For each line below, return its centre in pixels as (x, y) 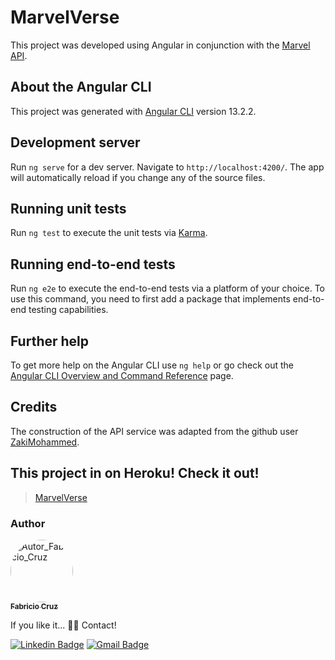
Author (28, 523)
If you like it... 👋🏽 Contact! (63, 625)
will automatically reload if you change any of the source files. (138, 177)
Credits (34, 407)
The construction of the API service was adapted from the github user (154, 431)
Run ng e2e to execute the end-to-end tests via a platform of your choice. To (168, 288)
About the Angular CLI (81, 87)
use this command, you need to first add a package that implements (150, 299)
